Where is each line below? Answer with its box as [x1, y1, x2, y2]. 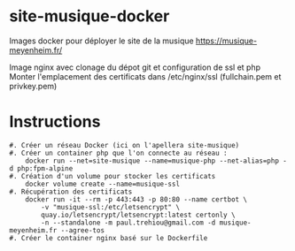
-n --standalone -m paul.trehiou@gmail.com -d [41, 218, 216, 227]
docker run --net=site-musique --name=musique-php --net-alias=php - [25, 156, 288, 165]
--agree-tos [60, 225, 105, 235]
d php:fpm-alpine [9, 164, 74, 173]
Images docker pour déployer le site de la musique [9, 35, 194, 46]
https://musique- [195, 35, 258, 46]
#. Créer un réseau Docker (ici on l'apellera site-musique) [9, 141, 240, 149]
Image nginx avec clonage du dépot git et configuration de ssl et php [9, 62, 261, 72]
